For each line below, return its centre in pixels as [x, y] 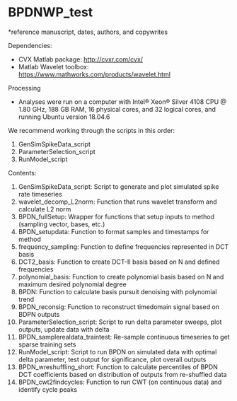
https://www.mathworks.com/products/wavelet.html [94, 74]
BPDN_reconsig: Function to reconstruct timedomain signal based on [119, 307]
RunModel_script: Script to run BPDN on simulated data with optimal [117, 351]
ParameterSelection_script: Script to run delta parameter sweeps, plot [120, 322]
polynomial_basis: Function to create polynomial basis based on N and [121, 277]
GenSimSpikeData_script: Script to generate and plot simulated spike [118, 186]
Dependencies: [30, 45]
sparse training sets [47, 344]
